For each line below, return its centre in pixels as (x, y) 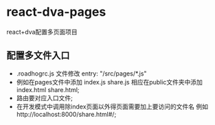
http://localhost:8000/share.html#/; (66, 114)
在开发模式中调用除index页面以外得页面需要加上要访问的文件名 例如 (112, 106)
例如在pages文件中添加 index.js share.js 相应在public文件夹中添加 (110, 82)
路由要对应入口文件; (45, 98)
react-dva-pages (56, 12)
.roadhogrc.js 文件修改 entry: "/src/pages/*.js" (81, 73)
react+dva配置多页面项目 (42, 32)
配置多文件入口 (38, 56)
